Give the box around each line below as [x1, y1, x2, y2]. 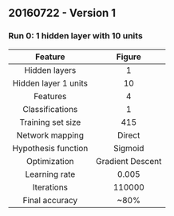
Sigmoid [113, 142, 144, 154]
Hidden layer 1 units [12, 78, 88, 89]
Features [34, 90, 67, 102]
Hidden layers [24, 64, 77, 75]
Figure [116, 51, 141, 62]
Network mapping [16, 130, 84, 141]
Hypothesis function [12, 142, 89, 154]
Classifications [22, 103, 78, 114]
